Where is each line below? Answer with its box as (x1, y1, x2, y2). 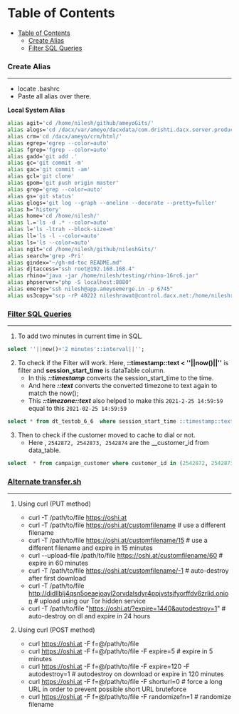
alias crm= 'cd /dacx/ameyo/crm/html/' (7, 133, 122, 140)
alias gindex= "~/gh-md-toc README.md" (7, 259, 122, 266)
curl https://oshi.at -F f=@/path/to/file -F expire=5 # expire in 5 (28, 647, 213, 656)
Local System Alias (7, 106, 65, 115)
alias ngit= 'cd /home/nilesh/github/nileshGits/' (7, 245, 158, 253)
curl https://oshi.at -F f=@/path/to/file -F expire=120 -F (28, 662, 190, 671)
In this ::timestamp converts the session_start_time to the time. (28, 374, 214, 382)
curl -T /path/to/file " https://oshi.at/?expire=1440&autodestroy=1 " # (28, 604, 226, 613)
